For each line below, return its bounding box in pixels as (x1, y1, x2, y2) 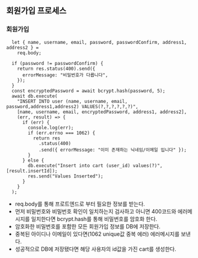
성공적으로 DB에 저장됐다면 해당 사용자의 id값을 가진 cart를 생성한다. (14, 245, 176, 253)
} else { (22, 157, 45, 164)
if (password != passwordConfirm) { (11, 60, 104, 66)
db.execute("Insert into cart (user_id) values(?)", (28, 162, 163, 168)
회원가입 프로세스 (6, 5, 67, 16)
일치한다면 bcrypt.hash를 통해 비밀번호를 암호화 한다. (31, 215, 158, 223)
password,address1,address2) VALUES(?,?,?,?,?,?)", (6, 103, 138, 109)
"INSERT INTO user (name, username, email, (17, 98, 128, 104)
